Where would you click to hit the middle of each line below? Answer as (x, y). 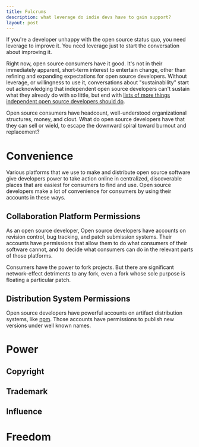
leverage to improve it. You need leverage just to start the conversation (93, 46)
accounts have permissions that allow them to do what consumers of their (97, 243)
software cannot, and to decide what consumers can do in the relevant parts (100, 249)
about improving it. (29, 52)
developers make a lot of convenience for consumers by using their (89, 191)
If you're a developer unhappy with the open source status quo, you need (96, 40)
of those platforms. (29, 256)
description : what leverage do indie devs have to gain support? (89, 17)
